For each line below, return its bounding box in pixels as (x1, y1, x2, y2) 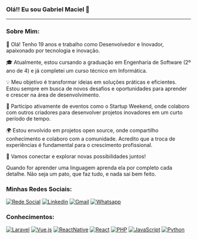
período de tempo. (6, 115, 51, 122)
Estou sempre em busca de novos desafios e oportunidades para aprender (6, 85, 188, 92)
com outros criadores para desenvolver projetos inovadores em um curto (6, 108, 183, 116)
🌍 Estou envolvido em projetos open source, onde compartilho (6, 127, 159, 134)
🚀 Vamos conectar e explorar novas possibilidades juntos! (6, 152, 146, 160)
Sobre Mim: (6, 28, 40, 36)
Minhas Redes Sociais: (6, 185, 72, 193)
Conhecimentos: (6, 213, 55, 221)
